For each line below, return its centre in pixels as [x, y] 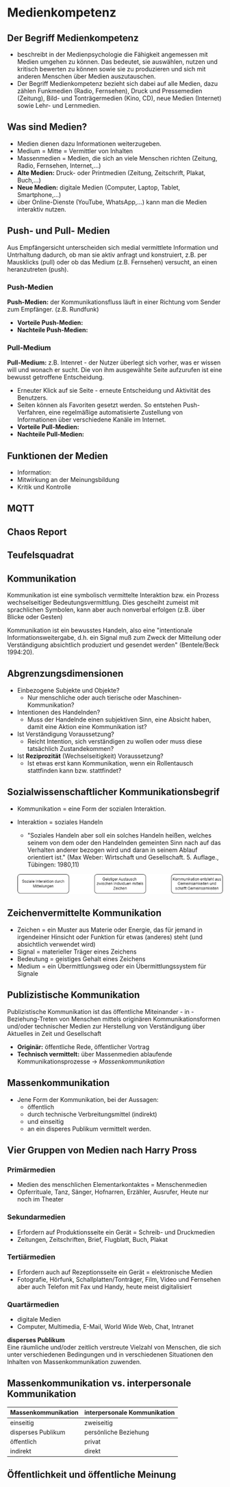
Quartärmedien [33, 1304]
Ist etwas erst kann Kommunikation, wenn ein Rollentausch [110, 763]
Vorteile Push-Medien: [50, 322]
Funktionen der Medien [57, 456]
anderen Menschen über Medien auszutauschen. [86, 76]
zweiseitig [99, 1422]
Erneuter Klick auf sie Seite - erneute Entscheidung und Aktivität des [114, 391]
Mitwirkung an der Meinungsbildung [68, 480]
